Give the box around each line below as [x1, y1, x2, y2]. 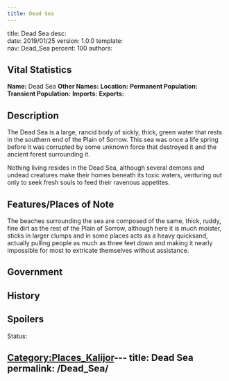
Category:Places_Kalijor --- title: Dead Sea [7, 352, 194, 364]
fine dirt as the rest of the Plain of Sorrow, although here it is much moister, [7, 224, 222, 233]
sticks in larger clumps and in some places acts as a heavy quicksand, [7, 231, 208, 240]
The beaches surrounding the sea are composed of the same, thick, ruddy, [7, 217, 222, 225]
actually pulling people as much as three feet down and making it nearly [7, 239, 213, 247]
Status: [7, 332, 28, 340]
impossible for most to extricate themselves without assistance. [7, 247, 189, 255]
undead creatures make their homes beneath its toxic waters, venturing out [7, 171, 222, 179]
